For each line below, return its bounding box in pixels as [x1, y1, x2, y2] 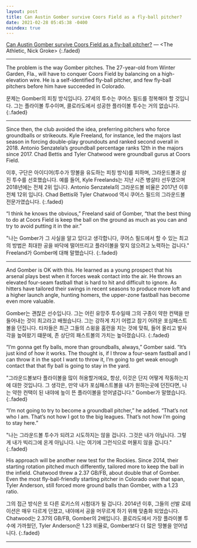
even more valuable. [6, 297, 55, 305]
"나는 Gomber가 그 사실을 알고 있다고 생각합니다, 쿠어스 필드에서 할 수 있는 [6, 235, 178, 242]
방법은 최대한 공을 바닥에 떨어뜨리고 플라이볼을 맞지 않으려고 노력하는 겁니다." [12, 242, 189, 249]
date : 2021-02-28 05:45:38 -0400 [6, 19, 88, 25]
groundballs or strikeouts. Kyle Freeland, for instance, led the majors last [6, 132, 181, 139]
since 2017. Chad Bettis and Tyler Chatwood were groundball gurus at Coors [6, 151, 191, 158]
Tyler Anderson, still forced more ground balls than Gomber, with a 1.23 [6, 482, 178, 489]
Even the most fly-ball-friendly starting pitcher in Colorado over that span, [6, 476, 185, 483]
